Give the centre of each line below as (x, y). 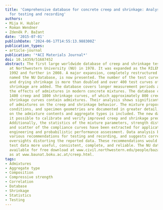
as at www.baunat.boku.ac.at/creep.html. (52, 154)
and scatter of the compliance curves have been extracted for (74, 127)
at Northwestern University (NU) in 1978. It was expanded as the (78, 69)
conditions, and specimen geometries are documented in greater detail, (84, 109)
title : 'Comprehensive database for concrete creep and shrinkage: (75, 10)
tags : (10, 159)
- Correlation (19, 182)
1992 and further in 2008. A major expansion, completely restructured (83, 73)
